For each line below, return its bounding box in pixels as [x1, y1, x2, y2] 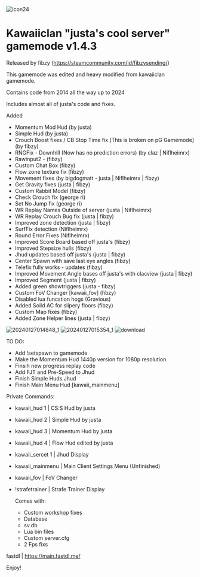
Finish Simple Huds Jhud [14, 374, 76, 382]
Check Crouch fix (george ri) [14, 194, 86, 201]
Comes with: [14, 497, 46, 505]
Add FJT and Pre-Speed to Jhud [14, 368, 95, 376]
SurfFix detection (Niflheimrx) [14, 225, 88, 232]
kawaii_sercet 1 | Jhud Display [14, 451, 89, 458]
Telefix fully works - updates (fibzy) [14, 264, 103, 271]
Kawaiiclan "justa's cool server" [6, 27, 170, 40]
